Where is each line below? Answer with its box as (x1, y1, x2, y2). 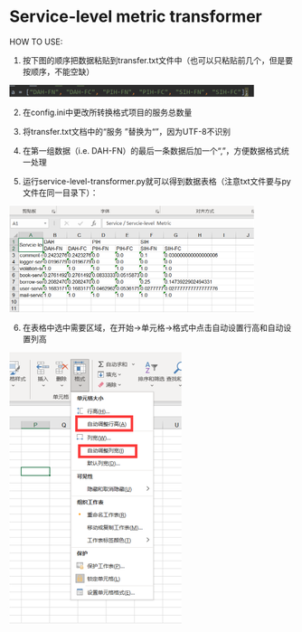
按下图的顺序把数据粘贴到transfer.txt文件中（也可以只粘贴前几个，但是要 (22, 54, 294, 65)
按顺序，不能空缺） (22, 66, 95, 77)
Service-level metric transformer (9, 6, 262, 27)
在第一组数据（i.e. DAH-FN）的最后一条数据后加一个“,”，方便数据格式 (22, 146, 282, 156)
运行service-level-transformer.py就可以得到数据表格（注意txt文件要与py (22, 176, 291, 187)
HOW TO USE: (9, 36, 63, 47)
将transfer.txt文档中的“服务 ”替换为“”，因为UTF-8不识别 (22, 127, 231, 137)
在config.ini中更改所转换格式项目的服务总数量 (22, 107, 193, 118)
